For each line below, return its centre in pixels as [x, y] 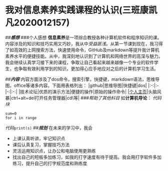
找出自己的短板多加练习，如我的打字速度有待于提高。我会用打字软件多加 [87, 157]
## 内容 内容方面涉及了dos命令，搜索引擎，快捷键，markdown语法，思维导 [82, 79]
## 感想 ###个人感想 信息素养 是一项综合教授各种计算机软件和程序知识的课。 [83, 37]
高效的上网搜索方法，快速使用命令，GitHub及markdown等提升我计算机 [87, 50]
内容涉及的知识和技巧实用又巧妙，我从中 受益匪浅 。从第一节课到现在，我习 [82, 43]
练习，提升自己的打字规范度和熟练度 [50, 163]
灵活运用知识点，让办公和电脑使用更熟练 [54, 151]
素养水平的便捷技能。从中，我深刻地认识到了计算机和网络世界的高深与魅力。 [84, 56]
